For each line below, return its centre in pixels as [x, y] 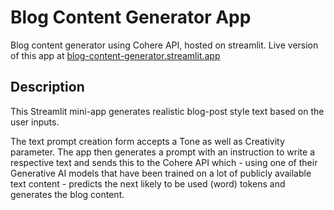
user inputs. [35, 122]
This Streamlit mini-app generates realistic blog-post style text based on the [167, 111]
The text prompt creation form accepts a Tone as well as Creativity [147, 141]
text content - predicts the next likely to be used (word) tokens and [148, 183]
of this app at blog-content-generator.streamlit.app [115, 55]
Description [47, 87]
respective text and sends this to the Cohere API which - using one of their [164, 162]
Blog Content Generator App [131, 17]
